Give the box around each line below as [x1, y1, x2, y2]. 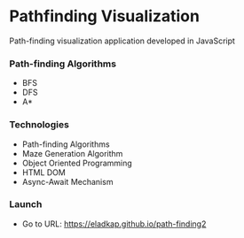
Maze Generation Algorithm [21, 148, 123, 158]
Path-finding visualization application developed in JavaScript [9, 35, 235, 46]
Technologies [9, 119, 69, 131]
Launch [9, 198, 43, 211]
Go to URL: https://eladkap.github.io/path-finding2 [21, 219, 207, 229]
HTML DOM [21, 166, 67, 178]
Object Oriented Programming [21, 157, 133, 168]
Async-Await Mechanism [21, 176, 114, 187]
